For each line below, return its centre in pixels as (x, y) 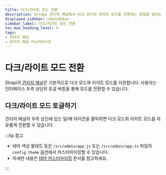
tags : (11, 33)
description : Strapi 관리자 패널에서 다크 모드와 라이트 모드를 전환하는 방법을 (77, 14)
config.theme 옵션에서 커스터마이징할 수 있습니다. (61, 152)
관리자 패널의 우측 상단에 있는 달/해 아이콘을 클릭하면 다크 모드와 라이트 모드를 (80, 119)
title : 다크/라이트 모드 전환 (32, 10)
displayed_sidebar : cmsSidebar (37, 19)
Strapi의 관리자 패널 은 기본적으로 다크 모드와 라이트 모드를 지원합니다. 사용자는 (81, 83)
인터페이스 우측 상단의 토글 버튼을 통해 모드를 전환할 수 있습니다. (67, 88)
